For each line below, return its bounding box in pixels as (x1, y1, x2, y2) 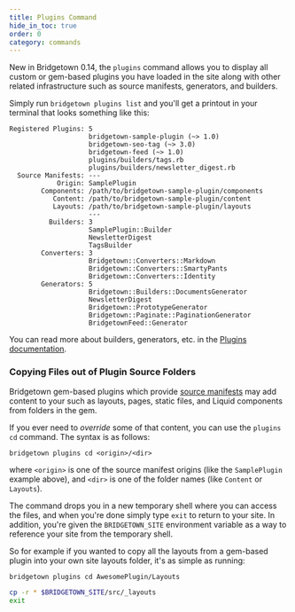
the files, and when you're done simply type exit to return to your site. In (9, 509, 276, 520)
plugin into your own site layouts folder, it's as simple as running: (9, 555, 245, 566)
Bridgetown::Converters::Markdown (88, 256, 216, 266)
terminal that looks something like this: (9, 107, 150, 118)
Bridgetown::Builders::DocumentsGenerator (88, 287, 248, 297)
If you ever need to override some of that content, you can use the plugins (9, 422, 282, 433)
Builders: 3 (48, 218, 93, 227)
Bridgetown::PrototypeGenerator (88, 303, 208, 312)
